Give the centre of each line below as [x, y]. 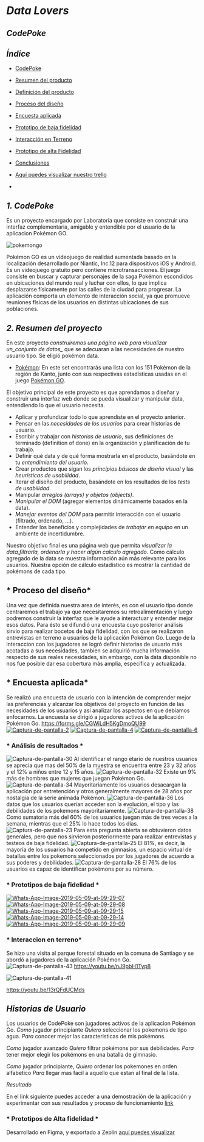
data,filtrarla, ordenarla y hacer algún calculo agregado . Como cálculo [95, 552]
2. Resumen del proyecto [54, 328]
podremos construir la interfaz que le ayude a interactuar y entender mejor [100, 618]
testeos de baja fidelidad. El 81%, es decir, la [96, 843]
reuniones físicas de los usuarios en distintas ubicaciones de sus [87, 302]
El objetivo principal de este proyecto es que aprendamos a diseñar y [93, 392]
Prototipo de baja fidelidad [48, 127]
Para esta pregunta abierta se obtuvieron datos [133, 830]
